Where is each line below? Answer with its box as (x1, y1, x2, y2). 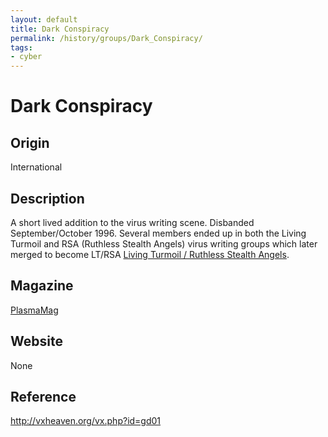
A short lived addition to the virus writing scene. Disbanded (10, 216, 255, 228)
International (10, 161, 63, 173)
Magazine (10, 277, 74, 295)
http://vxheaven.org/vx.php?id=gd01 (10, 415, 162, 427)
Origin (10, 134, 50, 151)
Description (10, 190, 85, 207)
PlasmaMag (10, 304, 59, 316)
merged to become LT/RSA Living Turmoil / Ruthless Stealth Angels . (10, 248, 290, 260)
